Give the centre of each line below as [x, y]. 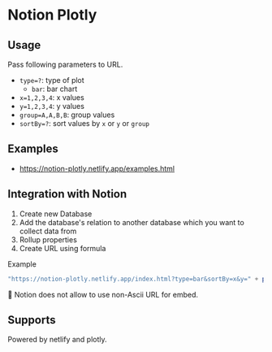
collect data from [48, 231]
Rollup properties [48, 239]
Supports [32, 320]
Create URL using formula [63, 248]
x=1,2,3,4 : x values [52, 98]
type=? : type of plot [52, 80]
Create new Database [56, 214]
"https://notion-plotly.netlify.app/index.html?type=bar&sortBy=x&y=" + [133, 279]
